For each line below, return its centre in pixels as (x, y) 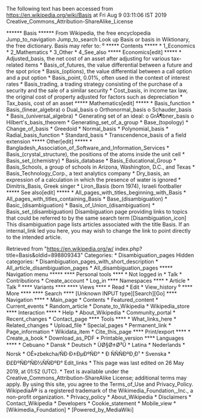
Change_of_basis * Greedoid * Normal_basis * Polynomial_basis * (88, 129)
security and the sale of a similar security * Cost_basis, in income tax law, (97, 90)
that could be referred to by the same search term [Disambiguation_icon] (96, 218)
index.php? (129, 249)
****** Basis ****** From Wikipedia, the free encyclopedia (79, 33)
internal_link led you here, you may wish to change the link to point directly (98, 231)
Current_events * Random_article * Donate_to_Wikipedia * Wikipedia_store (98, 306)
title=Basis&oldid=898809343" (45, 255)
